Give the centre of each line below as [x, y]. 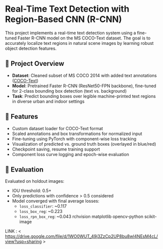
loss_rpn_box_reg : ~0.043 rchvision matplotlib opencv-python [81, 217]
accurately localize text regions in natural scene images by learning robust [79, 43]
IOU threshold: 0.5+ [32, 191]
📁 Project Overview [35, 64]
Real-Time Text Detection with [67, 9]
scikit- [150, 217]
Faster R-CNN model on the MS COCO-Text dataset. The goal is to [84, 38]
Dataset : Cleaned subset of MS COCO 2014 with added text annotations [84, 75]
